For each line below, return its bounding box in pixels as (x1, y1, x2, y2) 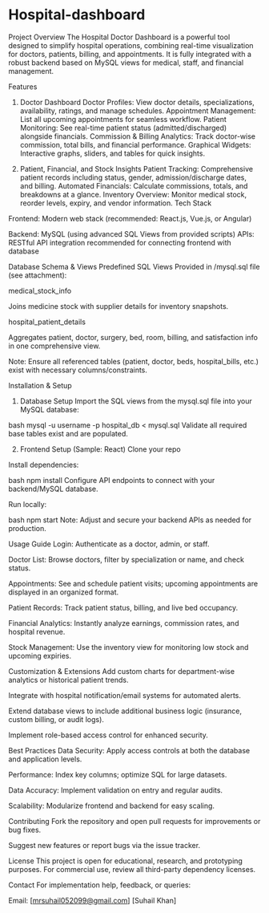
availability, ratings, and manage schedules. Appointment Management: (19, 106, 256, 116)
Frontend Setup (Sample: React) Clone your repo (19, 444, 182, 454)
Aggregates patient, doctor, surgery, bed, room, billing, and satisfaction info (8, 332, 259, 342)
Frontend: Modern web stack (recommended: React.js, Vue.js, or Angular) (8, 213, 252, 223)
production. (8, 523, 46, 533)
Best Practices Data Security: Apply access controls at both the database (8, 745, 251, 755)
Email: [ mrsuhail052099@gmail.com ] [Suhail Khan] (8, 895, 177, 905)
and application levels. (8, 754, 82, 764)
